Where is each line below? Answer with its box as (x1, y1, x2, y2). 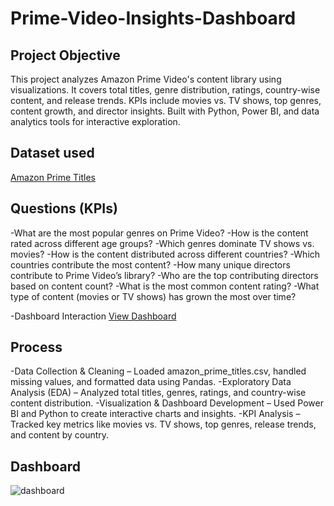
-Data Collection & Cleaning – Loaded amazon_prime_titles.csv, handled (10, 365, 307, 377)
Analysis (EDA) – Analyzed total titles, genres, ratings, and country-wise (10, 387, 307, 399)
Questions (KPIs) (10, 200, 118, 217)
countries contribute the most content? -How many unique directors (10, 258, 291, 271)
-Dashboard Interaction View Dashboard (10, 310, 177, 322)
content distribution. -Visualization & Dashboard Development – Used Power (10, 397, 324, 409)
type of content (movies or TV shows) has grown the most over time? (10, 290, 297, 302)
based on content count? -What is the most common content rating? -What (10, 280, 320, 292)
